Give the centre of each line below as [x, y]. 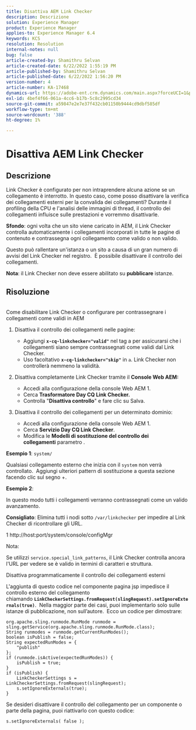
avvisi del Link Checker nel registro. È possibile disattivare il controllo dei [94, 256]
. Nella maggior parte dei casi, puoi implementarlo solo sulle [107, 605]
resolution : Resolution [35, 44]
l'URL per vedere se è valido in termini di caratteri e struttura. [79, 563]
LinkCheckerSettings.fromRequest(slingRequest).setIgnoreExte [111, 599]
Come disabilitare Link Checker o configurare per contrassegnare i [86, 312]
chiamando [20, 598]
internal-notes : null [32, 50]
